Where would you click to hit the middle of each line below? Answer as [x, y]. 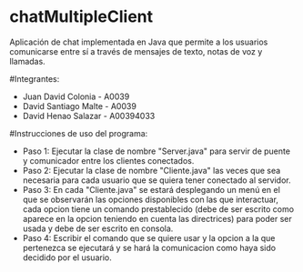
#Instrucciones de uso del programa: [79, 133]
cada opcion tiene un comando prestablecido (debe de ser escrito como [158, 209]
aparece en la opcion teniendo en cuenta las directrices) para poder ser [157, 218]
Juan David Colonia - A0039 [76, 96]
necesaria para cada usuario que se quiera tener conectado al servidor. [157, 180]
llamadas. [27, 61]
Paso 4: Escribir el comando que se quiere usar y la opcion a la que [149, 237]
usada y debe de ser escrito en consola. [98, 228]
